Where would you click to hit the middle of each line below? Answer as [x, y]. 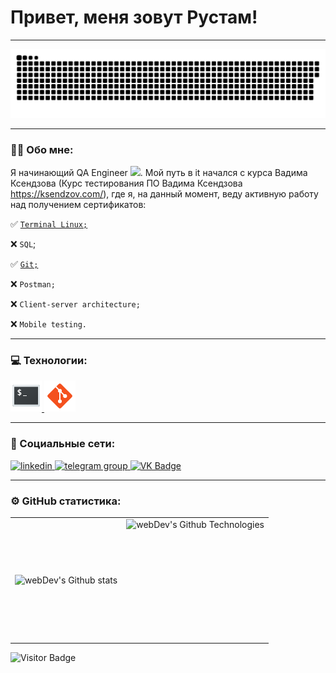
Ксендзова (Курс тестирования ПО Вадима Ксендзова [126, 183]
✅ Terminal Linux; [49, 223]
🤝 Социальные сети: [63, 444]
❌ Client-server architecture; [75, 303]
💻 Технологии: [49, 360]
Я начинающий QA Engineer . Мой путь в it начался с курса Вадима [159, 172]
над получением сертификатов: [78, 204]
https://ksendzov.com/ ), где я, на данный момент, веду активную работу [164, 193]
